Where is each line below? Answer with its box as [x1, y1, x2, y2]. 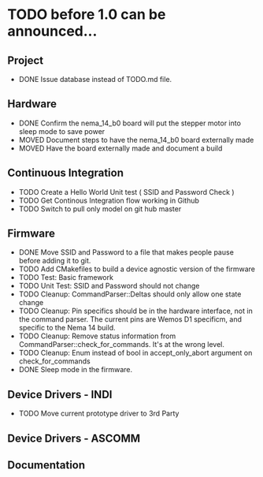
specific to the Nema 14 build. [18, 323, 116, 333]
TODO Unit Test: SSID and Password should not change [18, 281, 200, 291]
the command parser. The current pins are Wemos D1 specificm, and [18, 315, 242, 324]
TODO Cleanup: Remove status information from [18, 331, 176, 341]
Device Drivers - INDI [7, 388, 113, 401]
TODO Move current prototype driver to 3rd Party [18, 408, 180, 419]
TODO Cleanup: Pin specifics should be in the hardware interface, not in [18, 306, 253, 316]
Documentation [7, 459, 86, 472]
